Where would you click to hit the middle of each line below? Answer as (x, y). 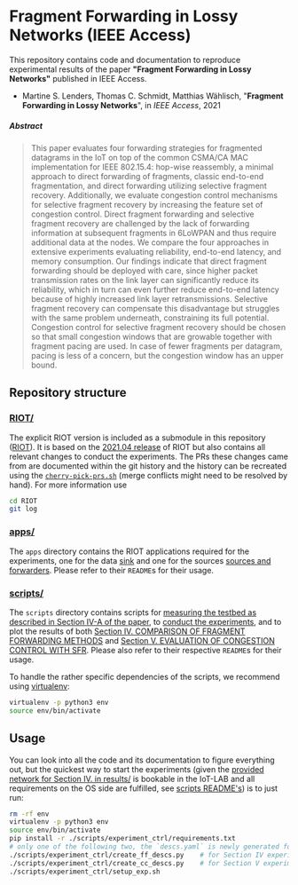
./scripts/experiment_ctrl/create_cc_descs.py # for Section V (134, 863)
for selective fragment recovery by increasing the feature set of (147, 204)
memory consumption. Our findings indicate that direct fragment (149, 261)
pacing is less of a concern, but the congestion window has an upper (157, 355)
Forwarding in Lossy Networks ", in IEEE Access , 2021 (122, 105)
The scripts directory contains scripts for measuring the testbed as (133, 612)
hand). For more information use (68, 485)
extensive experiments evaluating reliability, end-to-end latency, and (156, 251)
